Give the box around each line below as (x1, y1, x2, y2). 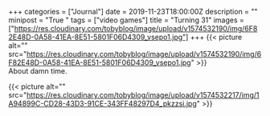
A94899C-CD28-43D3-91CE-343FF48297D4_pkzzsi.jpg (8, 99, 197, 108)
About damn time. (8, 66, 67, 75)
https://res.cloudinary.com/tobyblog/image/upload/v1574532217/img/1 (27, 90, 260, 99)
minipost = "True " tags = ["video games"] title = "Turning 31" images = (8, 15, 245, 25)
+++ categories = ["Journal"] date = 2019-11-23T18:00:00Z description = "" (8, 7, 259, 16)
